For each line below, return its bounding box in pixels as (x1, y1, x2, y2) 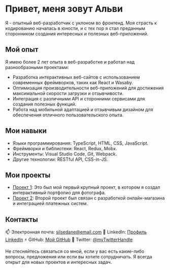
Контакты (5, 215, 38, 224)
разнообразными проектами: (5, 64, 70, 70)
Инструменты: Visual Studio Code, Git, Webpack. (12, 151, 117, 157)
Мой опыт (5, 45, 39, 54)
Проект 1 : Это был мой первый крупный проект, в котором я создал (12, 184, 160, 190)
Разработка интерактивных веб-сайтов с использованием (12, 74, 140, 80)
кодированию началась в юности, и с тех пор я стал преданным (5, 25, 146, 31)
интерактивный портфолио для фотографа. (12, 190, 106, 196)
